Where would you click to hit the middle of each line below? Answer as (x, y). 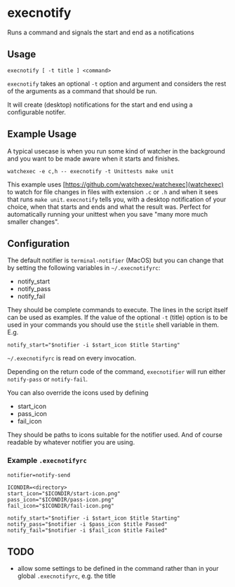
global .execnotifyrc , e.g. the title (66, 576)
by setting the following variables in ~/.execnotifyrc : (84, 268)
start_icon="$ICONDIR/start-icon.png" (64, 493)
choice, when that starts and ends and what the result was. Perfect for (109, 207)
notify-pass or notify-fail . (48, 379)
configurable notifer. (37, 112)
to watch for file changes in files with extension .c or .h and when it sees (113, 191)
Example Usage (42, 134)
